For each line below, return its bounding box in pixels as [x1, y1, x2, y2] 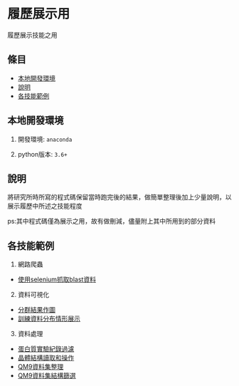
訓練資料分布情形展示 [17, 314, 80, 323]
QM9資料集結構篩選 [17, 371, 76, 380]
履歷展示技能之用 [7, 31, 58, 39]
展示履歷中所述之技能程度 [7, 202, 83, 210]
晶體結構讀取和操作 [17, 353, 75, 362]
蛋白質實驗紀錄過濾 [17, 345, 75, 353]
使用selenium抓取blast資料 [17, 275, 96, 284]
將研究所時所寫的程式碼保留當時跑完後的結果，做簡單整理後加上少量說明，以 [7, 193, 232, 202]
